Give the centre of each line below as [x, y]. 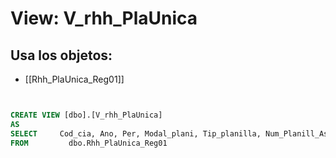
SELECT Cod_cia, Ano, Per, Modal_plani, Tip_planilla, [136, 133]
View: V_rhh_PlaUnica [104, 18]
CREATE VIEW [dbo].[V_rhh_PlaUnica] [86, 115]
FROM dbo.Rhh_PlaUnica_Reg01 [89, 143]
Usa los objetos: [61, 55]
